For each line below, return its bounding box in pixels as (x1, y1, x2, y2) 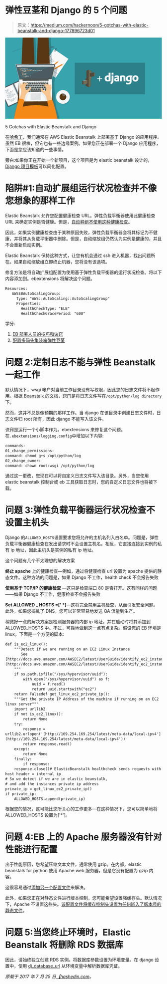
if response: (23, 761, 50, 766)
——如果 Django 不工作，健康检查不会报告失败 (5, 591, 101, 597)
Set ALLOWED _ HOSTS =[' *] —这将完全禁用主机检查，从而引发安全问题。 (5, 602, 158, 608)
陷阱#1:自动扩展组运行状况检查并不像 (5, 183, 157, 194)
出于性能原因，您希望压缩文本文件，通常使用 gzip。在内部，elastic (5, 861, 142, 867)
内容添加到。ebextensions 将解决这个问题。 (5, 275, 95, 282)
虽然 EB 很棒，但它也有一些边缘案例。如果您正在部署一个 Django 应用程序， (5, 140, 161, 146)
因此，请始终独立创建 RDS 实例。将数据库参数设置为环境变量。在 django (5, 957, 154, 963)
